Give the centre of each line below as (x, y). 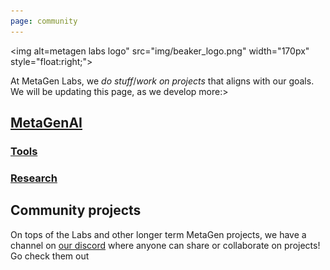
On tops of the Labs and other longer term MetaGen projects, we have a (158, 234)
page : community (44, 21)
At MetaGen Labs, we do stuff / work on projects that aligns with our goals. (162, 81)
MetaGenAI (46, 123)
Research (34, 178)
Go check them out (50, 256)
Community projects (76, 210)
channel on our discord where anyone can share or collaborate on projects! (165, 245)
